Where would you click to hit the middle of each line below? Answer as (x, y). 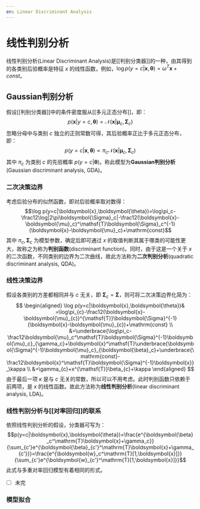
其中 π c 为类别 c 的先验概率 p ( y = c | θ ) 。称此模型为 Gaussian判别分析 (91, 163)
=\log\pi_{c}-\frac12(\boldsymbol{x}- (100, 311)
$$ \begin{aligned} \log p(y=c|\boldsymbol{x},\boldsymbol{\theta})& (100, 306)
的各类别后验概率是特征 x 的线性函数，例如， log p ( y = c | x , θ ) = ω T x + (92, 68)
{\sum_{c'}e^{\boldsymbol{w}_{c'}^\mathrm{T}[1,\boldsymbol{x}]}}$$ (100, 459)
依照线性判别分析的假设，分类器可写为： (56, 425)
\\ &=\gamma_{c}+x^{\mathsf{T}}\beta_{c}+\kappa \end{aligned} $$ (110, 369)
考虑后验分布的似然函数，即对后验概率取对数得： (66, 201)
